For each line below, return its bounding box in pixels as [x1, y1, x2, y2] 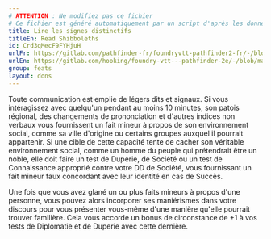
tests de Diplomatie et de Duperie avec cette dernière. [8, 221, 188, 231]
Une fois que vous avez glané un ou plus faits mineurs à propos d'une [8, 187, 240, 196]
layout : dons [8, 72, 52, 80]
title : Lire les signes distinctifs [8, 27, 131, 35]
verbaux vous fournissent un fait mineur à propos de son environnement [8, 119, 249, 129]
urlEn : [8, 57, 31, 65]
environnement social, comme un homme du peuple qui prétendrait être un [8, 145, 257, 155]
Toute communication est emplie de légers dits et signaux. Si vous [8, 94, 228, 103]
